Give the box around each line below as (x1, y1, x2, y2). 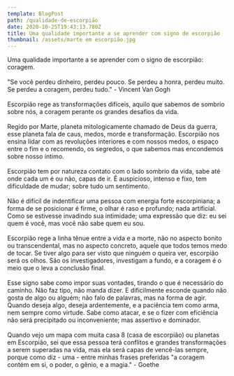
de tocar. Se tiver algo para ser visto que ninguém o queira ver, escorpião (7, 249, 219, 258)
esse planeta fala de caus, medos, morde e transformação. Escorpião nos (7, 130, 220, 139)
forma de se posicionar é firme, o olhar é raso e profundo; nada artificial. (7, 204, 217, 213)
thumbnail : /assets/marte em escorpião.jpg (7, 36, 136, 43)
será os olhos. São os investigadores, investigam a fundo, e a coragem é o (7, 256, 222, 265)
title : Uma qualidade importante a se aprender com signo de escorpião (7, 29, 220, 37)
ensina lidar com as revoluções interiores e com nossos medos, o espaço (7, 137, 219, 146)
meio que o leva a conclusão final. (7, 264, 106, 272)
